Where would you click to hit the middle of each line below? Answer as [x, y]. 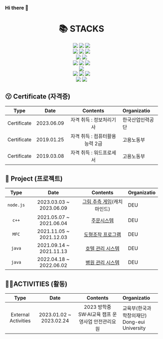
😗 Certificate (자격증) [38, 97]
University [134, 328]
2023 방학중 [98, 307]
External [20, 315]
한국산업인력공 [138, 120]
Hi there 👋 [17, 8]
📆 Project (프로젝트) [34, 179]
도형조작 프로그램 [103, 235]
